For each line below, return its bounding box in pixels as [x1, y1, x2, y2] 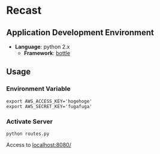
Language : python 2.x [14, 43, 70, 50]
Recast [6, 4, 42, 17]
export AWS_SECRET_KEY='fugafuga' [6, 103, 93, 109]
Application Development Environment [6, 27, 155, 38]
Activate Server [6, 117, 53, 125]
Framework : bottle [23, 50, 71, 57]
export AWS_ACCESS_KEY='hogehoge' [6, 98, 93, 104]
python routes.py [6, 131, 50, 137]
